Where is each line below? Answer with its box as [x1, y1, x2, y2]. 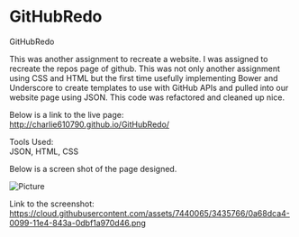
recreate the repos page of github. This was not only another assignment [9, 63, 281, 74]
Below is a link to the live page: [9, 109, 124, 120]
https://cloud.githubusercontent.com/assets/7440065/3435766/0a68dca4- [9, 207, 291, 218]
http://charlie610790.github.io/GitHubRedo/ [9, 119, 169, 130]
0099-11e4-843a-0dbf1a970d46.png [9, 217, 147, 228]
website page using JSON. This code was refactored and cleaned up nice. [9, 92, 285, 103]
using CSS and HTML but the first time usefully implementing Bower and [9, 72, 278, 83]
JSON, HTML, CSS [9, 146, 79, 157]
